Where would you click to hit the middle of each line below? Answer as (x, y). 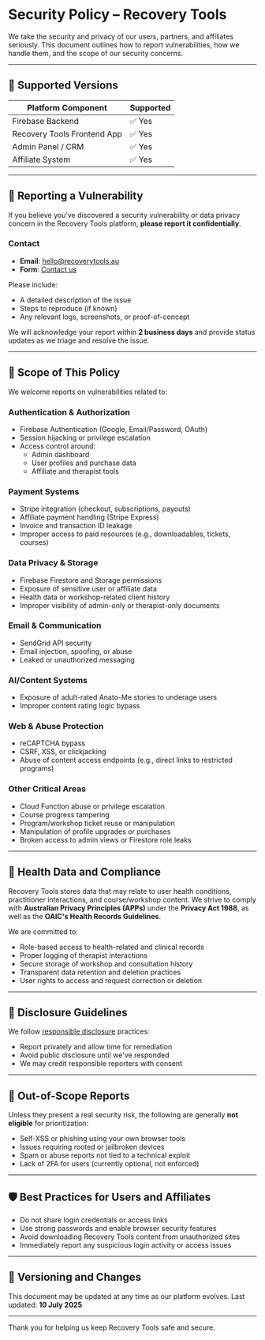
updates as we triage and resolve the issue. (79, 340)
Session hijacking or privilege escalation (85, 437)
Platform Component (67, 107)
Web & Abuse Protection (56, 726)
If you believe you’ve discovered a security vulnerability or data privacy (124, 215)
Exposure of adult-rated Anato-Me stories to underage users (118, 697)
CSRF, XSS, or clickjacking (63, 752)
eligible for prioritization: (49, 1124)
